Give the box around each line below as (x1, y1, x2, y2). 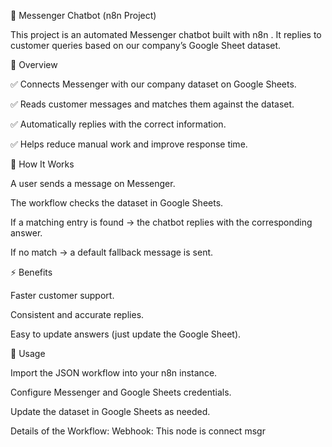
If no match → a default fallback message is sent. (10, 246, 214, 258)
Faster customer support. (10, 290, 115, 301)
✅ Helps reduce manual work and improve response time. (10, 138, 248, 150)
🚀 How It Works (10, 158, 75, 170)
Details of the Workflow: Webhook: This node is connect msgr (10, 425, 266, 437)
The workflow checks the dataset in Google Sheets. (10, 197, 224, 209)
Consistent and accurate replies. (10, 309, 145, 320)
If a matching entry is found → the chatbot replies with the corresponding (10, 216, 313, 228)
